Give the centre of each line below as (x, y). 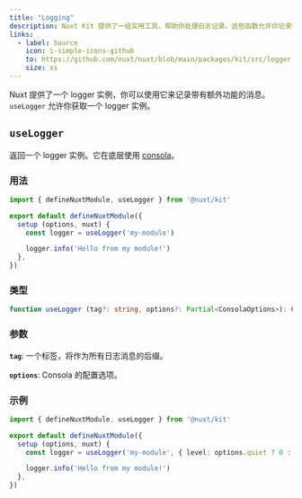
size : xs (42, 68)
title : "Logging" (42, 18)
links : (22, 34)
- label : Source (48, 43)
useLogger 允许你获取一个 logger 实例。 (82, 105)
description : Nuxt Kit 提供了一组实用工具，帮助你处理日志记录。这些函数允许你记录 (151, 26)
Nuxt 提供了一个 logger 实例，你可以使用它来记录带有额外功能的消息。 (140, 94)
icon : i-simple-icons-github (80, 51)
